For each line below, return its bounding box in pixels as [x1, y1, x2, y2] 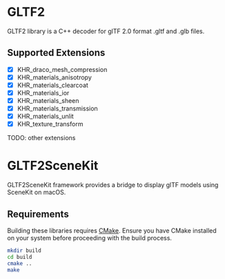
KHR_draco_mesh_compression [17, 65, 108, 73]
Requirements [7, 208, 69, 220]
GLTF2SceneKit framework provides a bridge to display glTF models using [7, 181, 219, 189]
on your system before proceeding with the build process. [7, 234, 173, 242]
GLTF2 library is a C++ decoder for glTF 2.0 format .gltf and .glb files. [7, 27, 205, 35]
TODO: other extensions [7, 134, 76, 142]
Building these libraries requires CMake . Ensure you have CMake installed [7, 227, 217, 235]
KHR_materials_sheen [17, 97, 79, 104]
